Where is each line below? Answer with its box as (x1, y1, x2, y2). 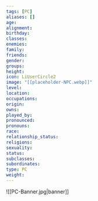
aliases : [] (6, 14, 35, 20)
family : (6, 47, 25, 53)
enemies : (6, 42, 27, 47)
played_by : (6, 112, 33, 118)
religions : (6, 139, 33, 145)
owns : (6, 107, 19, 113)
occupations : (6, 96, 38, 101)
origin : (6, 101, 25, 107)
